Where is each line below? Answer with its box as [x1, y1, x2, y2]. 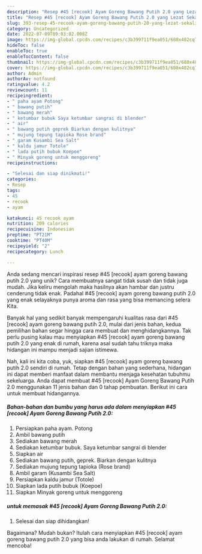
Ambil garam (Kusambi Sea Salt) [15, 470, 95, 477]
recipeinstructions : [7, 160, 59, 166]
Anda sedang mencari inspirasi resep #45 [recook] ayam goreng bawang [7, 270, 188, 277]
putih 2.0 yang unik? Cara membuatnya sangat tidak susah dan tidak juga [7, 277, 188, 284]
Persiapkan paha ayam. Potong [15, 425, 93, 432]
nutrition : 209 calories [7, 221, 69, 227]
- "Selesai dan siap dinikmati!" [7, 171, 91, 177]
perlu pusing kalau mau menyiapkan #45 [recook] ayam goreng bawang [7, 333, 185, 340]
